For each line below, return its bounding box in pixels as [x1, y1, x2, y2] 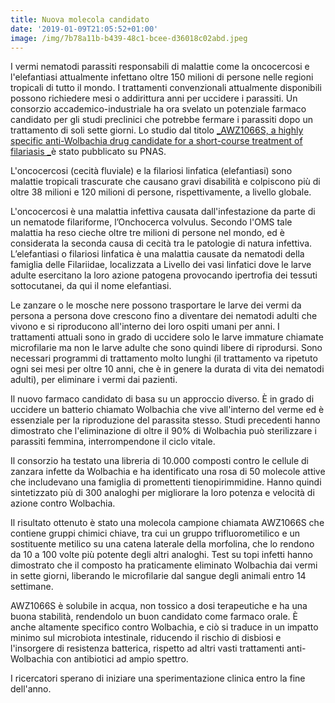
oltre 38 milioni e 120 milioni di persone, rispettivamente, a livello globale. [10, 186, 312, 198]
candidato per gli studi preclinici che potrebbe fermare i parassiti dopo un [10, 114, 313, 126]
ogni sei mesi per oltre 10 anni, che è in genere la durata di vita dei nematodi [10, 363, 325, 375]
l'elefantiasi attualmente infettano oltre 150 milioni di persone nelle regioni [10, 71, 314, 83]
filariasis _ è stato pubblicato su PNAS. [10, 146, 167, 158]
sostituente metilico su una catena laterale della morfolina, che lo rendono [10, 538, 315, 550]
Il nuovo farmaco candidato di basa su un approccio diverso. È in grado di [10, 393, 315, 405]
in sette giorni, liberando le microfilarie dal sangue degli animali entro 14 [10, 570, 307, 582]
